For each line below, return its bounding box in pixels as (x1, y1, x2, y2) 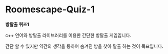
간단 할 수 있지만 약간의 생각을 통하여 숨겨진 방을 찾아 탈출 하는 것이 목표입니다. (5, 43, 164, 49)
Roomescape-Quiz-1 (5, 4, 95, 15)
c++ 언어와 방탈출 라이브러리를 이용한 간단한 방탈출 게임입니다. (5, 32, 132, 38)
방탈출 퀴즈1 (5, 21, 29, 27)
